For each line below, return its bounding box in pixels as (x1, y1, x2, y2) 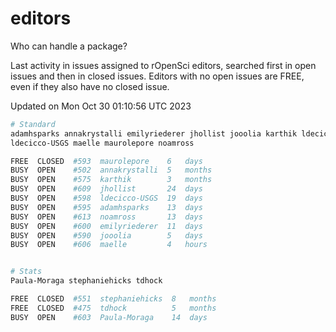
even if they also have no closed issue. (10, 80, 170, 92)
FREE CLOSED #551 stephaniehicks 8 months (10, 294, 217, 304)
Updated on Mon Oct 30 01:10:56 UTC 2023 (10, 100, 192, 112)
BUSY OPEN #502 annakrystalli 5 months (10, 165, 213, 176)
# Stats (10, 267, 43, 277)
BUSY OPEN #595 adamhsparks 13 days (10, 202, 203, 212)
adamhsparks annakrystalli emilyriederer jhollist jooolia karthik (10, 128, 298, 139)
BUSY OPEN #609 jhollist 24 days (10, 184, 203, 194)
